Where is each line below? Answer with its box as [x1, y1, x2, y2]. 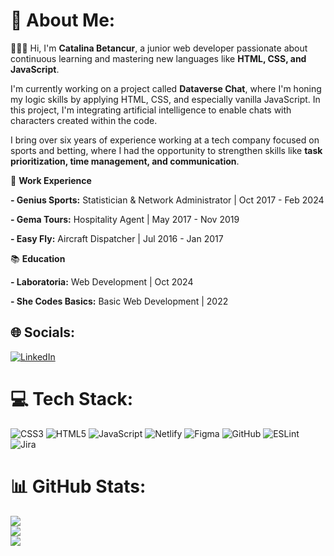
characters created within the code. [10, 114, 158, 126]
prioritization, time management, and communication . [10, 155, 240, 167]
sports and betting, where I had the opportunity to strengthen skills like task [10, 144, 323, 156]
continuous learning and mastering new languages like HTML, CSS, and [10, 52, 307, 64]
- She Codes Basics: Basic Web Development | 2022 [10, 295, 229, 307]
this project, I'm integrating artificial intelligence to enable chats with [10, 104, 292, 116]
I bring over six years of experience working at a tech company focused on [10, 134, 320, 146]
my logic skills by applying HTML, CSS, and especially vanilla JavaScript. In [10, 93, 321, 105]
